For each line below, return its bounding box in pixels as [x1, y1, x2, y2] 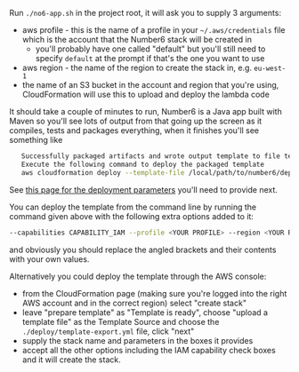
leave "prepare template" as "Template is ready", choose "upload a [21, 306, 269, 318]
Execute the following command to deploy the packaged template [20, 160, 265, 169]
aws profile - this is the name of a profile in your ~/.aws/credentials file [21, 25, 287, 35]
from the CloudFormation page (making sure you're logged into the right [21, 288, 287, 298]
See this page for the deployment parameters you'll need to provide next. [9, 184, 279, 194]
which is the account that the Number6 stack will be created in [21, 35, 252, 44]
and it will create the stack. [21, 354, 122, 365]
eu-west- [253, 64, 287, 73]
